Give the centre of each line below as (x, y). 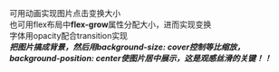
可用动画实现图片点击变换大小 (65, 13)
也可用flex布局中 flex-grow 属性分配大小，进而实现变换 (111, 24)
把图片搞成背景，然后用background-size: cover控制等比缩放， (127, 47)
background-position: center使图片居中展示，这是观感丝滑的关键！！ (140, 58)
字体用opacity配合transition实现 (69, 36)
